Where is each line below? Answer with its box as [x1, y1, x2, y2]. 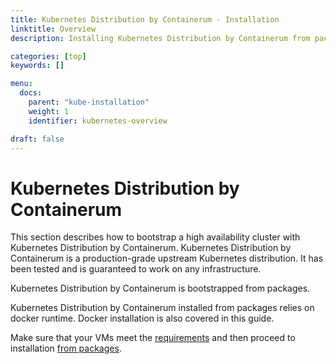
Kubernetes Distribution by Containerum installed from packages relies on [10, 302, 315, 314]
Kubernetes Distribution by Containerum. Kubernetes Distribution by [10, 242, 292, 254]
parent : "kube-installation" [28, 97, 150, 107]
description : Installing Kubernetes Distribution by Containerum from [10, 33, 311, 43]
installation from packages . [10, 342, 122, 355]
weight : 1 [28, 106, 70, 116]
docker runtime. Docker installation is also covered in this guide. [10, 312, 275, 325]
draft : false [10, 134, 65, 144]
